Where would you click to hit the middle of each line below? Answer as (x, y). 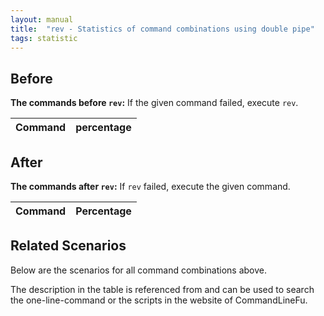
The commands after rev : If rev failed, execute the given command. (150, 186)
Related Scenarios (68, 246)
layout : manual (42, 19)
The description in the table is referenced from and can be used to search (162, 289)
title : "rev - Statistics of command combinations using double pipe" (162, 29)
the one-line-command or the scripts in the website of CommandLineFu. (159, 300)
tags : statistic (44, 38)
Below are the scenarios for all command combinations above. (138, 270)
